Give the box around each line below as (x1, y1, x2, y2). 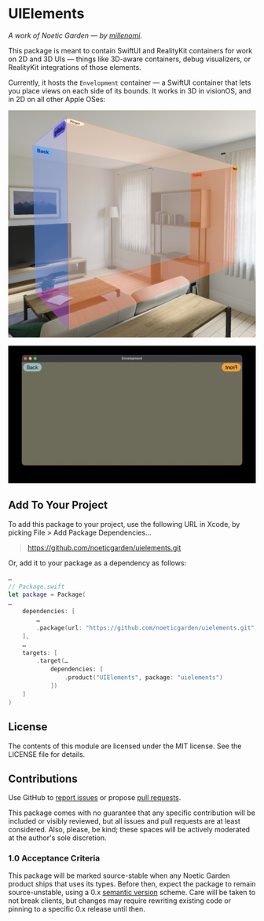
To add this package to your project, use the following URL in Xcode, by (8, 519, 240, 528)
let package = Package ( (8, 590, 86, 599)
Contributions (8, 772, 78, 785)
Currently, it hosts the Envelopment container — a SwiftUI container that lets (8, 78, 251, 87)
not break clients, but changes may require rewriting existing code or (8, 896, 232, 905)
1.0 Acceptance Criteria (8, 853, 101, 864)
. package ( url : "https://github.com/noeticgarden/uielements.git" (36, 623, 255, 632)
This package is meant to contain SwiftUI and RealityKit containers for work (8, 46, 253, 55)
